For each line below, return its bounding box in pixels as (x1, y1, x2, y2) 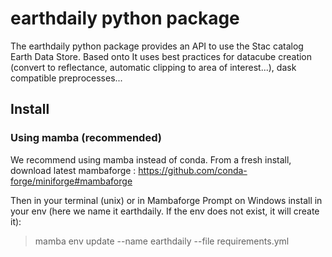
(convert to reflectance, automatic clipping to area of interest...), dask (10, 61, 297, 73)
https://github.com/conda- (138, 164, 248, 176)
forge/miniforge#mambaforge (10, 175, 133, 187)
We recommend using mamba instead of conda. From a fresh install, (10, 153, 292, 166)
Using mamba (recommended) (10, 131, 162, 145)
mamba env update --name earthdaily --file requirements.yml (34, 235, 290, 247)
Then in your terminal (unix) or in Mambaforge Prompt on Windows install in (10, 194, 323, 206)
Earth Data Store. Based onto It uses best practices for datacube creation (10, 50, 313, 62)
